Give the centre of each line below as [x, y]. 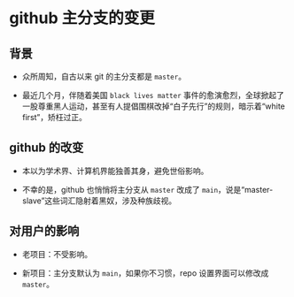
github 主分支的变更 [82, 18]
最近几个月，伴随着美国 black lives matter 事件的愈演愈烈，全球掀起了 [153, 95]
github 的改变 [46, 148]
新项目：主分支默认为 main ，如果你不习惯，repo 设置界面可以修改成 [145, 273]
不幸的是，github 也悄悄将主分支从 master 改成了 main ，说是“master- [147, 189]
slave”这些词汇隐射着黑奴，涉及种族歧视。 [99, 201]
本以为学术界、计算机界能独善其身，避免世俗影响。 [115, 171]
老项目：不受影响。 [57, 254]
